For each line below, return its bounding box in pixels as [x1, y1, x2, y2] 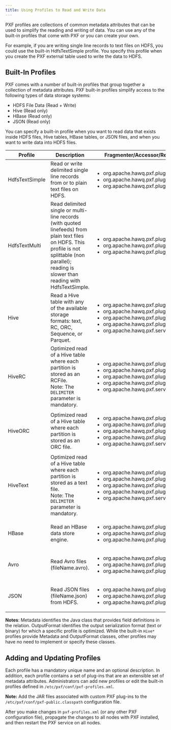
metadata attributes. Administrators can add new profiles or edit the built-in [5, 678, 164, 684]
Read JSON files [50, 586, 90, 593]
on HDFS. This [50, 239, 85, 246]
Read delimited [50, 201, 87, 208]
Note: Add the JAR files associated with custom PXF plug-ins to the [5, 694, 148, 700]
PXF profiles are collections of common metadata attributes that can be [5, 21, 155, 28]
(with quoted [50, 219, 81, 227]
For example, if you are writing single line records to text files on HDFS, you [5, 42, 164, 49]
